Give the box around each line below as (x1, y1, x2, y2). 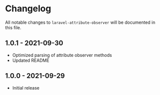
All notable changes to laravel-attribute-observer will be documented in (5, 19, 156, 25)
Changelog (5, 3, 51, 14)
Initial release (12, 85, 40, 91)
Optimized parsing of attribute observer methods (12, 52, 112, 58)
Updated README (12, 57, 49, 63)
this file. (5, 24, 21, 30)
